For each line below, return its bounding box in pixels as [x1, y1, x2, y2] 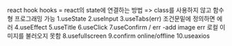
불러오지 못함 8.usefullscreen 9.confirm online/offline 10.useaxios [25, 32, 210, 40]
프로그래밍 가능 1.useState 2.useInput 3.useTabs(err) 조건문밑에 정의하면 [14, 14, 215, 23]
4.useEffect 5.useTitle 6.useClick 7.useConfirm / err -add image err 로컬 [14, 23, 218, 31]
